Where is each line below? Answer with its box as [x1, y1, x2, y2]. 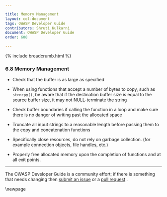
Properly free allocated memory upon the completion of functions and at [12, 152, 161, 158]
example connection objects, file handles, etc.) [12, 142, 108, 148]
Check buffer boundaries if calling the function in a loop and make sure [12, 107, 158, 113]
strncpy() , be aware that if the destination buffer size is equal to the [12, 92, 152, 98]
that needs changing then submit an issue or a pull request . [5, 177, 128, 183]
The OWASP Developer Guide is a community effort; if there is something [5, 171, 155, 177]
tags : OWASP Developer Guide [5, 21, 66, 26]
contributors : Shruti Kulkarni [5, 25, 70, 30]
